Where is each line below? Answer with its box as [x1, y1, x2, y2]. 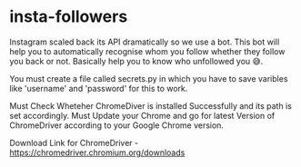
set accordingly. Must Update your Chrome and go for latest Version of [9, 110, 276, 121]
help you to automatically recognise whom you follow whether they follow [9, 45, 286, 56]
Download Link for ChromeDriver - [9, 137, 139, 148]
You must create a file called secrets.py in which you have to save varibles [9, 73, 288, 83]
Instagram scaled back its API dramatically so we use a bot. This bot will [9, 36, 280, 47]
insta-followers [9, 6, 128, 27]
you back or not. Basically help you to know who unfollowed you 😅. [9, 55, 264, 66]
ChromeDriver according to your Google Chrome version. [9, 120, 225, 131]
